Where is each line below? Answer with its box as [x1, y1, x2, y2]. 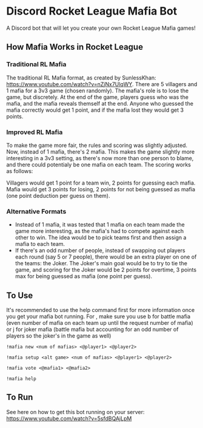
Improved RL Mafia [6, 127, 63, 136]
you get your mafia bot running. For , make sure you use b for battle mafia [6, 313, 191, 320]
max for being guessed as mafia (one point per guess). [15, 273, 153, 280]
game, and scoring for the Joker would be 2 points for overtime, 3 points [15, 266, 197, 274]
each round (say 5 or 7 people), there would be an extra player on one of [15, 253, 197, 260]
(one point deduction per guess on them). [6, 192, 110, 199]
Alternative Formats [6, 207, 67, 216]
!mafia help [6, 376, 36, 382]
